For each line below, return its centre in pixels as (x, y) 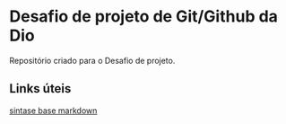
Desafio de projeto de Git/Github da (143, 17)
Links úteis (40, 89)
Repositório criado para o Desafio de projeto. (92, 60)
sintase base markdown (53, 111)
